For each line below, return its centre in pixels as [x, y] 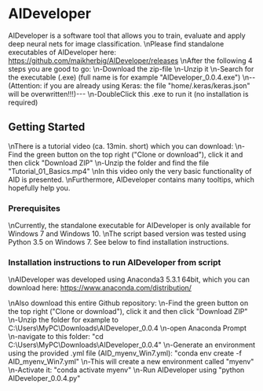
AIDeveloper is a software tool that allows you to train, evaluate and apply [127, 35]
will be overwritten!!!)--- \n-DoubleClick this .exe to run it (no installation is [128, 94]
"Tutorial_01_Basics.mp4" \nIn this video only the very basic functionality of [130, 171]
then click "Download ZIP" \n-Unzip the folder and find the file [109, 163]
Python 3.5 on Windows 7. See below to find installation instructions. [119, 242]
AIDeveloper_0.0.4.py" [44, 378]
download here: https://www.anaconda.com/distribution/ [100, 288]
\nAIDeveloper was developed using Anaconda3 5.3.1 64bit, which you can [129, 279]
